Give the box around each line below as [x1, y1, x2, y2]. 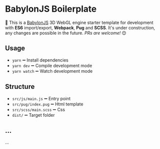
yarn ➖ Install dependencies [12, 57, 69, 63]
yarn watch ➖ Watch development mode [12, 68, 93, 74]
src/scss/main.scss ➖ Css [12, 106, 65, 112]
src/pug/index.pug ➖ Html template [12, 101, 84, 107]
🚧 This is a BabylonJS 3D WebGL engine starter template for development [5, 20, 154, 25]
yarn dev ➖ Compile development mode [12, 63, 93, 68]
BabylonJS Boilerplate [5, 3, 97, 15]
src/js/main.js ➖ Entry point [12, 95, 71, 101]
